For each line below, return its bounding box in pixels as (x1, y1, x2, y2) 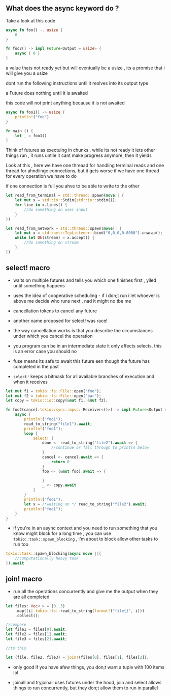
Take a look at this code (6, 17, 56, 23)
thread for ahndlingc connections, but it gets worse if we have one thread (6, 168, 159, 174)
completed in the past (13, 363, 59, 369)
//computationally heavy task (15, 556, 79, 561)
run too (13, 541, 28, 547)
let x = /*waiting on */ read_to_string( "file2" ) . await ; (24, 501, 147, 506)
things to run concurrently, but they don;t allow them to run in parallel (13, 685, 158, 691)
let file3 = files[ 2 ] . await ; (6, 636, 67, 641)
